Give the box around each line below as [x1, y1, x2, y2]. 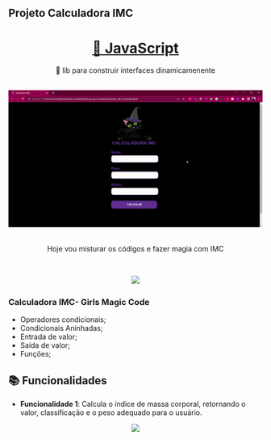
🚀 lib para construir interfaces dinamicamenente [55, 66, 216, 75]
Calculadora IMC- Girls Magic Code [8, 296, 150, 307]
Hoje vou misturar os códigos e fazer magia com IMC [47, 244, 224, 254]
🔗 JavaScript [92, 39, 179, 57]
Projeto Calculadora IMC [8, 6, 134, 20]
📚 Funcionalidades [8, 374, 107, 387]
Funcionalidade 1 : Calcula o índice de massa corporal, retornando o [19, 400, 246, 409]
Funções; [19, 349, 52, 359]
